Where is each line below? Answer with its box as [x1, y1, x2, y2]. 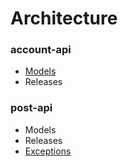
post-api [10, 101, 53, 115]
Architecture [10, 7, 118, 30]
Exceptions [24, 145, 72, 157]
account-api [10, 43, 72, 57]
